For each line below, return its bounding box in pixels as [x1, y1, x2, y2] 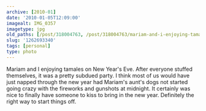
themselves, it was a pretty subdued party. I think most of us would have [6, 71, 190, 79]
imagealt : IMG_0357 [6, 20, 56, 26]
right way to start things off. [6, 98, 77, 105]
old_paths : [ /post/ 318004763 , [6, 32, 84, 38]
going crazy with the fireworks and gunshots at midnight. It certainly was [6, 85, 191, 92]
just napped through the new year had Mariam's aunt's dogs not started [6, 78, 188, 85]
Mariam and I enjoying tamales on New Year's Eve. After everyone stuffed [6, 65, 193, 73]
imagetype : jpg [6, 26, 45, 32]
